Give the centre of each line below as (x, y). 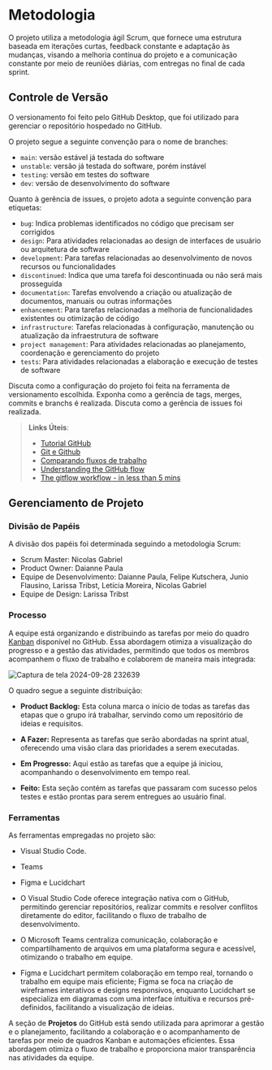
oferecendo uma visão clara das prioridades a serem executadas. (130, 747)
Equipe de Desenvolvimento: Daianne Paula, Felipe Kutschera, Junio (134, 577)
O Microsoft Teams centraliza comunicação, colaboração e (119, 940)
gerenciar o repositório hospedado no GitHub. (85, 126)
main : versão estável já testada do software (92, 157)
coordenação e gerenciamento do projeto (90, 353)
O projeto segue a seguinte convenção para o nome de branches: (119, 141)
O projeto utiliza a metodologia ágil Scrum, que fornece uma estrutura (125, 37)
